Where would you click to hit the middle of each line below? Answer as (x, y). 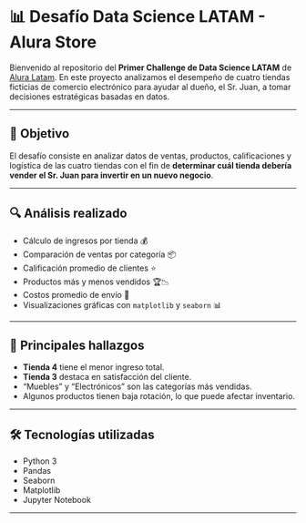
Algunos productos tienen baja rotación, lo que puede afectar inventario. (159, 396)
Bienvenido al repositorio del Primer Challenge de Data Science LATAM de (151, 67)
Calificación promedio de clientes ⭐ (89, 268)
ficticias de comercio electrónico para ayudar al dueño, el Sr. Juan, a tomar (150, 87)
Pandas (37, 471)
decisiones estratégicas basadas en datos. (90, 97)
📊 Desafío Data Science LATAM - (138, 17)
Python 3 (40, 461)
